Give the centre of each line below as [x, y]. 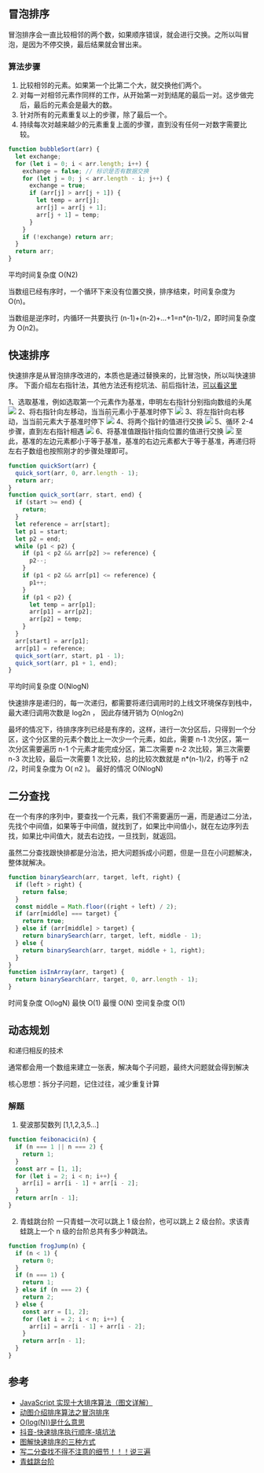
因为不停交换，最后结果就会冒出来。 [87, 44]
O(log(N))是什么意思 [52, 1422]
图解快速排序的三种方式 [57, 1442]
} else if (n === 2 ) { [52, 1290]
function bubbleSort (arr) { [54, 149]
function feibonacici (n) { [52, 1140]
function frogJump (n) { [47, 1246]
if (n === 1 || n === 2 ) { [59, 1147]
